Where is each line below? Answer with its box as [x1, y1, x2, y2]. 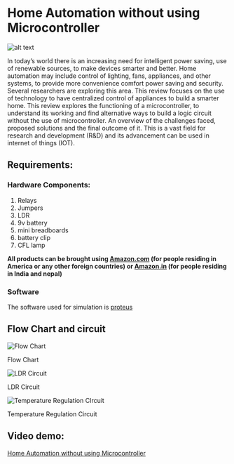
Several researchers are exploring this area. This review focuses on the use [7, 86, 226, 95]
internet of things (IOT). [7, 138, 75, 147]
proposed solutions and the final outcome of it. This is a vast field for [7, 124, 206, 132]
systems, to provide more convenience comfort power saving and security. [7, 79, 224, 87]
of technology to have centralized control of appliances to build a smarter [7, 93, 219, 102]
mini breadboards [17, 226, 69, 234]
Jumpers [17, 204, 43, 212]
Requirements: [7, 159, 74, 171]
